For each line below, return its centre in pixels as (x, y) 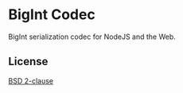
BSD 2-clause (31, 80)
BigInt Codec (52, 15)
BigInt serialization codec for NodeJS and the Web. (92, 37)
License (28, 62)
